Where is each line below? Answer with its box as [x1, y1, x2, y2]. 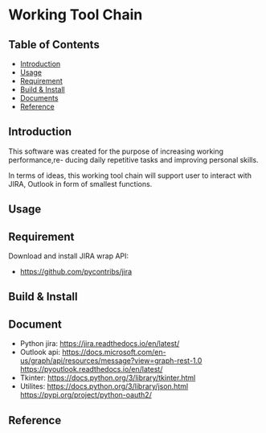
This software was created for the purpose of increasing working [8, 146, 223, 156]
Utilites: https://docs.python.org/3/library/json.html [19, 381, 189, 391]
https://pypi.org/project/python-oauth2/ [19, 390, 153, 400]
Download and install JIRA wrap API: [8, 251, 129, 261]
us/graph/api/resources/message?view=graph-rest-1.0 [19, 356, 203, 365]
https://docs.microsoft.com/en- [61, 348, 166, 357]
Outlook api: [19, 348, 61, 357]
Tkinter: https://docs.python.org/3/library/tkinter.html [19, 373, 196, 383]
